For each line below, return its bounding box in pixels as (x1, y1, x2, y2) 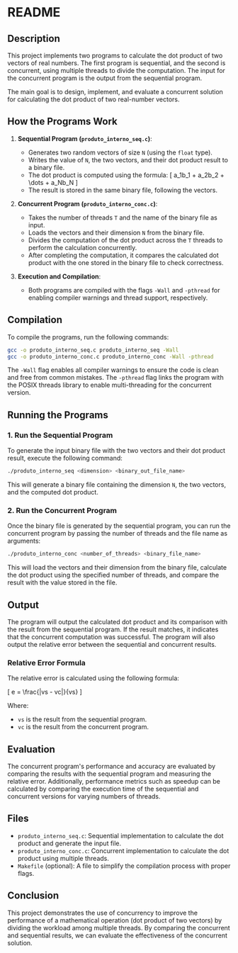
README (7, 4, 61, 21)
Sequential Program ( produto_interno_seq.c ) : (17, 134, 152, 142)
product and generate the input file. (17, 839, 122, 847)
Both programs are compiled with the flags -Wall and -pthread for (28, 286, 220, 294)
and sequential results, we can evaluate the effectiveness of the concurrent (7, 931, 228, 940)
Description (7, 33, 60, 45)
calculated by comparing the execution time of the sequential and (7, 784, 199, 794)
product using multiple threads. (17, 854, 110, 862)
